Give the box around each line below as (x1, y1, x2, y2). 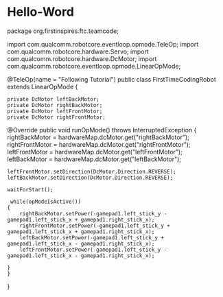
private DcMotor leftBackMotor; (7, 95, 99, 103)
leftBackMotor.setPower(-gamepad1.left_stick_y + (19, 234, 165, 241)
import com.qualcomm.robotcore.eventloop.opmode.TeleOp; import (7, 40, 199, 48)
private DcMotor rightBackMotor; (7, 102, 103, 108)
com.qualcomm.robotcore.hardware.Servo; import (7, 47, 149, 56)
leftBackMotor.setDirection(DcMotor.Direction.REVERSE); (7, 174, 174, 181)
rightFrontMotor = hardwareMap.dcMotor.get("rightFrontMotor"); (7, 140, 191, 148)
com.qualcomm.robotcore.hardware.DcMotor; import (7, 54, 157, 62)
